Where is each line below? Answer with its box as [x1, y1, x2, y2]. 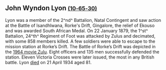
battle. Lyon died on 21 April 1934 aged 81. [5, 59, 92, 65]
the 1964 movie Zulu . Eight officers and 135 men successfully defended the [5, 49, 160, 55]
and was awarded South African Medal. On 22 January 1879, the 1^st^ [5, 27, 148, 34]
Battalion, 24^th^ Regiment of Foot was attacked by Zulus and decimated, [5, 33, 156, 39]
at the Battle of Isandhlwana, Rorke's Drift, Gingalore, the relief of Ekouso [5, 22, 155, 28]
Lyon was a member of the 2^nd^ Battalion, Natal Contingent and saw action [5, 17, 162, 23]
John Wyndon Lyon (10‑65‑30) [5, 4, 97, 12]
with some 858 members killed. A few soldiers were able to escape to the [5, 38, 156, 44]
